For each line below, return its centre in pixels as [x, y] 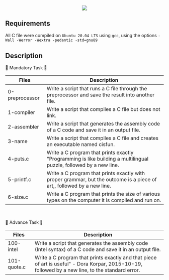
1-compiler [21, 112]
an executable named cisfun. [80, 145]
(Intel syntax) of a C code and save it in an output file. [98, 249]
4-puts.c [18, 159]
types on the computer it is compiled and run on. [104, 200]
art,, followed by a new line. [79, 186]
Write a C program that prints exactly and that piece [96, 258]
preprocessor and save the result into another [101, 95]
